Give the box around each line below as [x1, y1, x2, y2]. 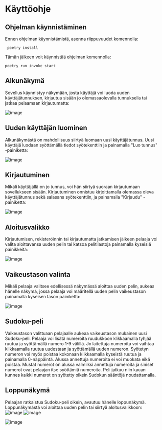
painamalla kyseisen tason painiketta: [5, 294, 81, 300]
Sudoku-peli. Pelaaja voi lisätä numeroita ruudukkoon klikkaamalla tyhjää [5, 335, 152, 341]
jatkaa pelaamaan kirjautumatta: [5, 100, 69, 106]
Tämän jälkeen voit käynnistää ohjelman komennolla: [5, 54, 111, 60]
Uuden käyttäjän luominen [5, 124, 87, 132]
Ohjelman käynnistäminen [5, 23, 87, 31]
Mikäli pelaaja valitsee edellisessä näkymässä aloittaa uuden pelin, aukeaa [5, 283, 155, 289]
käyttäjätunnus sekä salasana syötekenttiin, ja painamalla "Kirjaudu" [5, 194, 142, 200]
